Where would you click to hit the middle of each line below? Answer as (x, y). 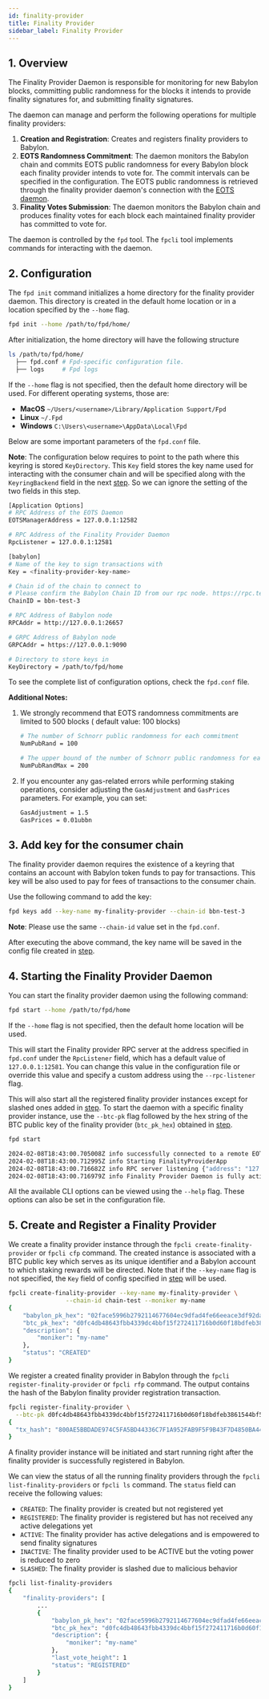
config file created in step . (52, 951)
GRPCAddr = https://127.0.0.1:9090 (68, 645)
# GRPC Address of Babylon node (62, 637)
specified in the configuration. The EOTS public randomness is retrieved (139, 182)
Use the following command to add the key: (80, 897)
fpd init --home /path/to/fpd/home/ (69, 325)
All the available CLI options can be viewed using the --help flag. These (126, 1192)
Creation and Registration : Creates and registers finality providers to (134, 139)
